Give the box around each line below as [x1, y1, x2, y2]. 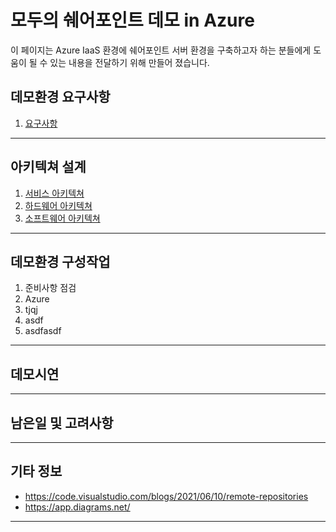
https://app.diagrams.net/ [24, 501, 131, 513]
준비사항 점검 [24, 282, 77, 294]
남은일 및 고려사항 [10, 414, 114, 431]
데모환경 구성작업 [10, 253, 111, 270]
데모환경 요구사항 [10, 89, 111, 106]
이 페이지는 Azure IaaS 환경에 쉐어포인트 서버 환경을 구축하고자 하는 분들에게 [10, 44, 312, 56]
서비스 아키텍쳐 [24, 187, 85, 199]
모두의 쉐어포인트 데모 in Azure [10, 9, 255, 32]
